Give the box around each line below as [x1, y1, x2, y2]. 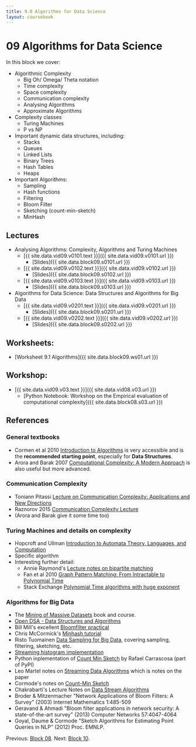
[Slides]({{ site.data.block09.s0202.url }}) [32, 321, 133, 328]
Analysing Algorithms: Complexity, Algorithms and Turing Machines [14, 246, 177, 253]
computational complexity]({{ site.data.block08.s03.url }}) [23, 398, 163, 405]
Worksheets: [6, 338, 54, 348]
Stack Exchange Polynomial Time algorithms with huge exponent [23, 583, 180, 590]
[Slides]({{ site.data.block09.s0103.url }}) [32, 283, 132, 290]
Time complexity [23, 83, 64, 90]
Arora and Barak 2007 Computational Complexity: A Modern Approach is [14, 459, 190, 466]
